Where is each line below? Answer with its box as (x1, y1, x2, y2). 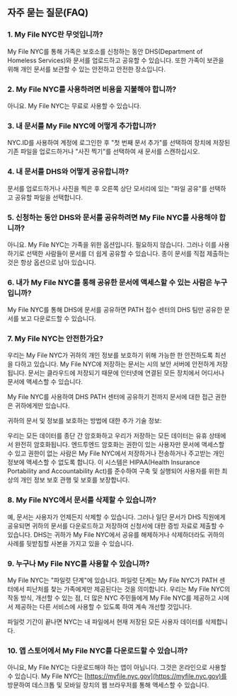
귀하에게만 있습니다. (14, 402, 70, 410)
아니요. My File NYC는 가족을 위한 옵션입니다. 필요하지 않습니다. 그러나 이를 (7, 240, 217, 249)
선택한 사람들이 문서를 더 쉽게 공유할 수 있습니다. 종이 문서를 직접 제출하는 (25, 249, 230, 257)
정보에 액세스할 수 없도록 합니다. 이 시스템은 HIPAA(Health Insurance (7, 458, 200, 467)
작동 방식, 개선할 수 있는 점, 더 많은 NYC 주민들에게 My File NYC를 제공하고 (7, 593, 216, 603)
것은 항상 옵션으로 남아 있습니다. (7, 257, 97, 267)
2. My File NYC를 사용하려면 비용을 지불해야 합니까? (7, 84, 177, 94)
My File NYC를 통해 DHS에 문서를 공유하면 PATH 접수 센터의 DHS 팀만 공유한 (7, 306, 223, 314)
